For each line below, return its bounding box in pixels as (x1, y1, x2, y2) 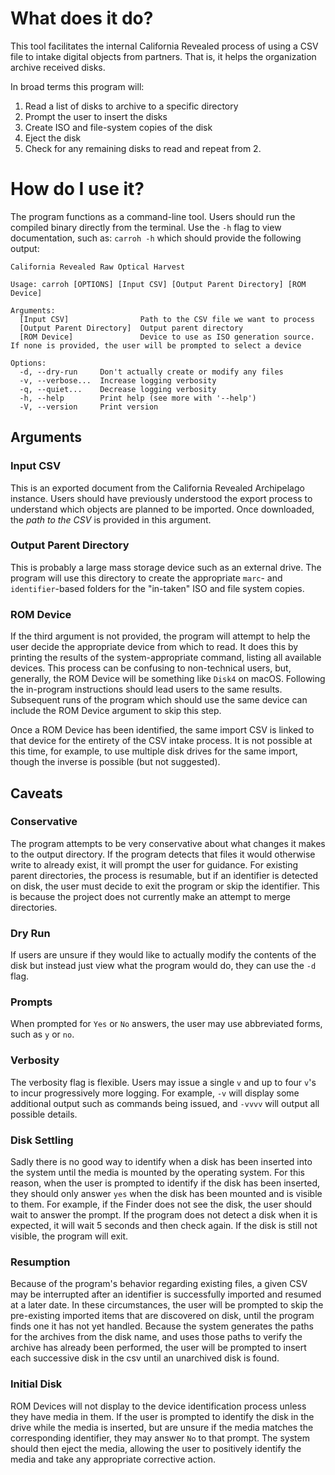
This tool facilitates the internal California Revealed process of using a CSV (10, 40, 319, 52)
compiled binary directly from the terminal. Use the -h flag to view (10, 221, 282, 233)
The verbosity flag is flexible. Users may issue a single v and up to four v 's (10, 1076, 317, 1088)
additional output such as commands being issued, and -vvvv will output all (10, 1097, 320, 1109)
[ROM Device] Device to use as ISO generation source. (19, 332, 315, 342)
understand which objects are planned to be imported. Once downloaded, (10, 503, 315, 515)
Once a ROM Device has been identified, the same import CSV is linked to (10, 724, 315, 736)
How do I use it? (10, 178, 145, 201)
